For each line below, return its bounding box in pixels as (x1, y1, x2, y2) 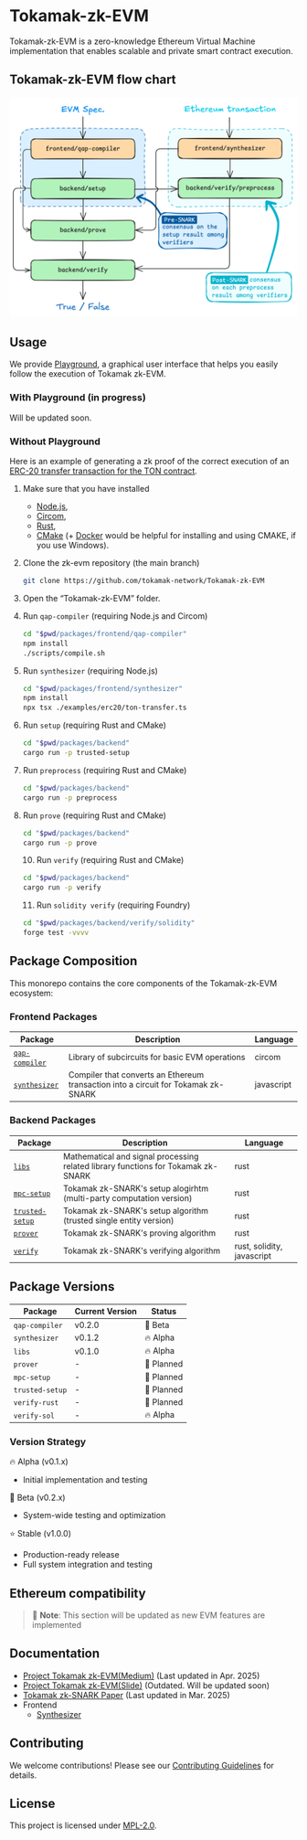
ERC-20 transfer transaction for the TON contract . (9, 465, 198, 476)
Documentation (9, 1646, 101, 1662)
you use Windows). (36, 540, 110, 551)
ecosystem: (9, 987, 54, 998)
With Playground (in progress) (9, 391, 146, 404)
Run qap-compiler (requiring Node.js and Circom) (22, 610, 208, 622)
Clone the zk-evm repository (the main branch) (22, 558, 200, 569)
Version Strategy (9, 1435, 87, 1448)
